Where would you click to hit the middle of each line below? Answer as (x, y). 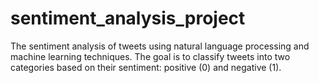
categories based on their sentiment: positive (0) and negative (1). (146, 67)
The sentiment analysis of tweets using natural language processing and (160, 46)
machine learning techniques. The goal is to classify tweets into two (150, 56)
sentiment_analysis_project (128, 18)
